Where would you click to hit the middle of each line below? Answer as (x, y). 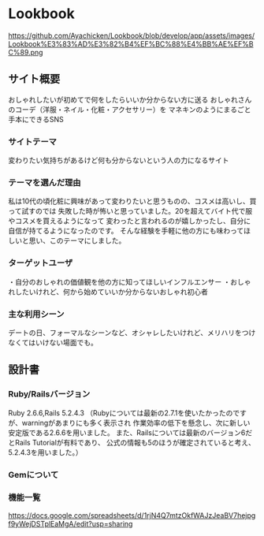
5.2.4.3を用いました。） (45, 452)
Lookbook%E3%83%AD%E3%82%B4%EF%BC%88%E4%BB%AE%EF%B (131, 43)
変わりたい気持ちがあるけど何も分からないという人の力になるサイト (119, 160)
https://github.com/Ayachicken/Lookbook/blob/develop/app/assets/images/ (131, 35)
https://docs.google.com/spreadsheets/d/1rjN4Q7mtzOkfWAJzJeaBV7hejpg (132, 515)
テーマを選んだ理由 (45, 182)
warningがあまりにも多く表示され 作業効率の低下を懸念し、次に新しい (136, 422)
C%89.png (26, 52)
